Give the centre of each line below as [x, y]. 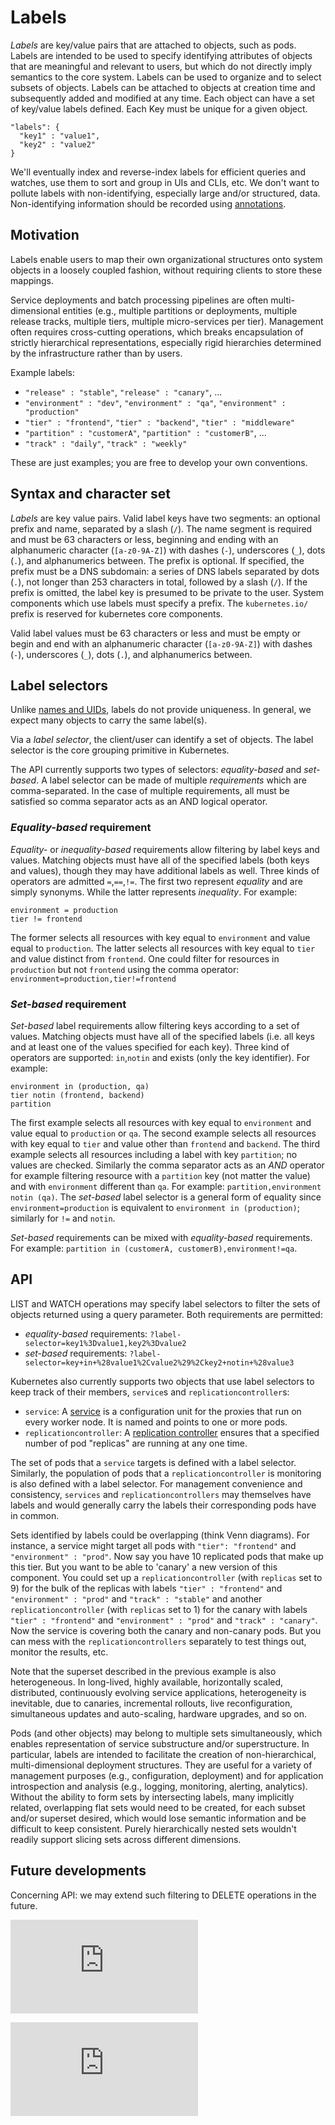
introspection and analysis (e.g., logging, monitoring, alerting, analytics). [159, 1786]
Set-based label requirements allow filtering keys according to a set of [155, 1025]
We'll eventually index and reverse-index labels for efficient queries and [158, 172]
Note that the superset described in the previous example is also [143, 1671]
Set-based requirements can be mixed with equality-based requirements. [161, 1237]
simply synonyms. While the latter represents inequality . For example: [154, 892]
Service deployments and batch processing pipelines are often [139, 300]
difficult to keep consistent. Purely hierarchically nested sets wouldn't [153, 1828]
